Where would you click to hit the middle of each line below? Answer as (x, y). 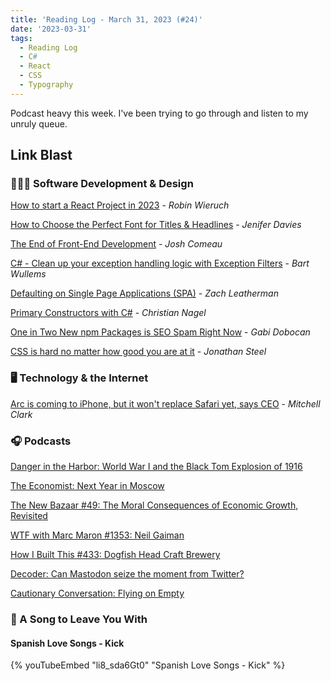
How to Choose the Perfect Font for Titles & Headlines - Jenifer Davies (156, 225)
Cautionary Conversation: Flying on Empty (97, 593)
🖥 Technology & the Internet (79, 378)
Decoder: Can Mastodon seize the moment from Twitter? (127, 574)
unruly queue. (39, 123)
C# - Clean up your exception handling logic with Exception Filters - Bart (160, 263)
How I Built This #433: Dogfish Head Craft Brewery (115, 555)
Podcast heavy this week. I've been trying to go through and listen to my (159, 113)
